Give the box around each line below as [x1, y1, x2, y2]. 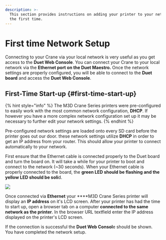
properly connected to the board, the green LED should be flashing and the [5, 169, 160, 175]
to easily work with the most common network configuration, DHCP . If [5, 108, 148, 114]
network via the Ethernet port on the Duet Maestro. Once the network [5, 65, 149, 71]
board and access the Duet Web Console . [5, 75, 91, 81]
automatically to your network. [5, 144, 67, 150]
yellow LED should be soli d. [5, 174, 63, 181]
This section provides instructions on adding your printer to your [9, 12, 154, 17]
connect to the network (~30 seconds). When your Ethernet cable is [5, 164, 144, 170]
